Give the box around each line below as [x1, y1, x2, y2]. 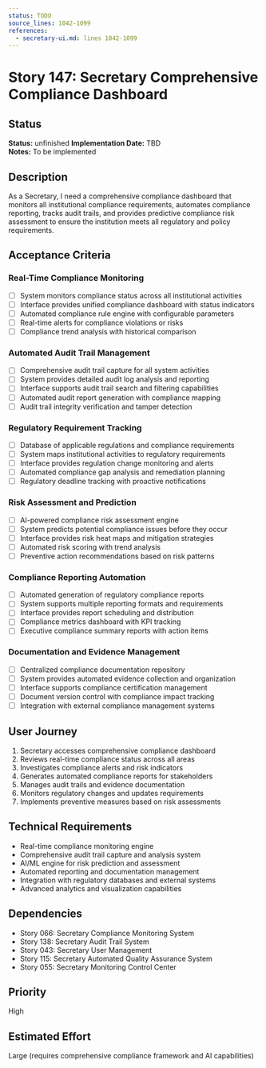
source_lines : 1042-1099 [8, 19, 91, 27]
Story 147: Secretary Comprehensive [8, 69, 259, 86]
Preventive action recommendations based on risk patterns [19, 551, 215, 561]
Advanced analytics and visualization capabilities [19, 883, 182, 893]
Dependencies [8, 907, 82, 921]
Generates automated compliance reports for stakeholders [19, 771, 213, 781]
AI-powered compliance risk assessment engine [19, 515, 180, 525]
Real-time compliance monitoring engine [19, 841, 154, 850]
